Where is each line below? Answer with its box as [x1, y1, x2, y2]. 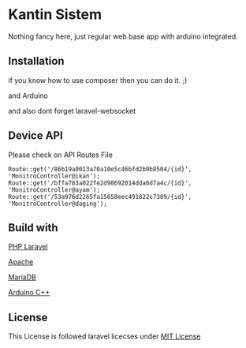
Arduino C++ [8, 288, 50, 297]
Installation [8, 54, 65, 68]
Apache [8, 257, 34, 267]
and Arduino [8, 91, 49, 100]
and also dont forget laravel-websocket [8, 106, 136, 115]
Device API [8, 129, 63, 143]
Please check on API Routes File [8, 150, 113, 159]
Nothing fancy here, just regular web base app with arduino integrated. [8, 32, 238, 41]
